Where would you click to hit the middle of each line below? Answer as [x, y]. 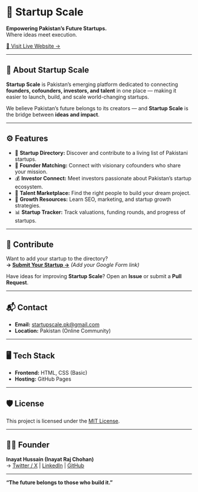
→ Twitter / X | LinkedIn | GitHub [45, 465]
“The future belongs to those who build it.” [60, 482]
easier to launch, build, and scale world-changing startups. [77, 97]
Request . [17, 283]
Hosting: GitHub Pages [43, 379]
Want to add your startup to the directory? [57, 259]
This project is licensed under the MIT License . [63, 421]
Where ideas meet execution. [42, 34]
